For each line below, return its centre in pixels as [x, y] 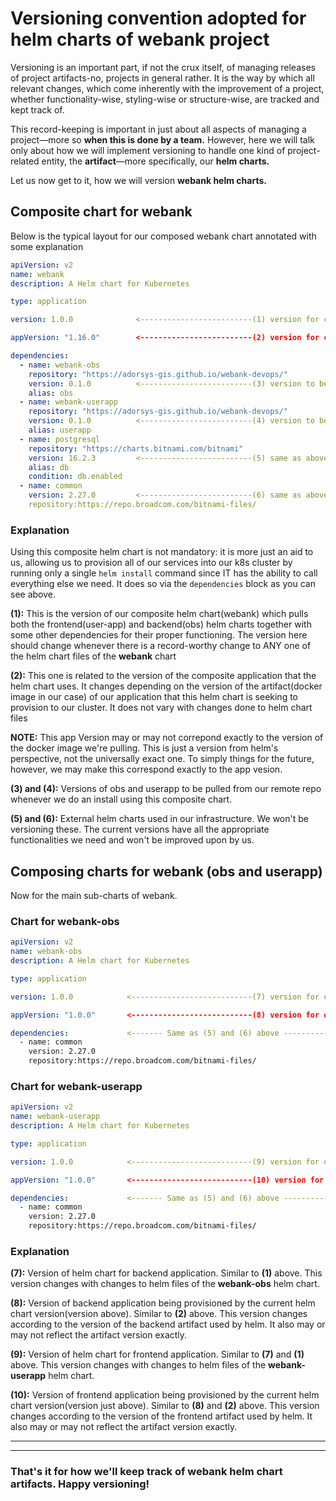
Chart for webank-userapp [76, 1086]
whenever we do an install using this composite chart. [121, 799]
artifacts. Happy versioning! [80, 1484]
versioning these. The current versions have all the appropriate [140, 829]
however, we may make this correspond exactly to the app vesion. [146, 769]
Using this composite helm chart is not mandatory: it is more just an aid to [162, 552]
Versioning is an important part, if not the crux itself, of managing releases [163, 67]
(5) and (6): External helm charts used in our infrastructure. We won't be [159, 819]
